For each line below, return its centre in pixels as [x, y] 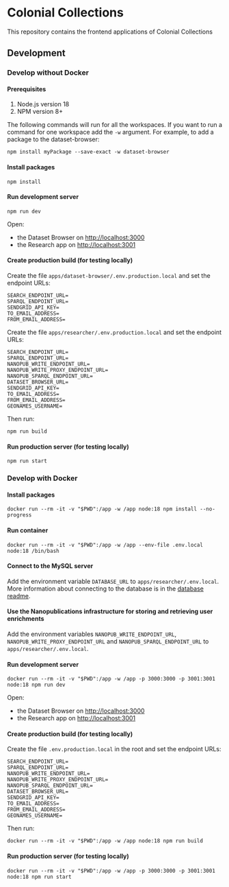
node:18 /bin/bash [33, 551]
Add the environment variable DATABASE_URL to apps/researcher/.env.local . [113, 581]
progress [19, 515]
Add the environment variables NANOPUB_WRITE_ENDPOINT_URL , [92, 634]
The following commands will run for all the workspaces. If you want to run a [115, 125]
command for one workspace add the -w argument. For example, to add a [110, 132]
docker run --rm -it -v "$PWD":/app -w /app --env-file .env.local [105, 545]
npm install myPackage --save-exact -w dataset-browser [88, 152]
